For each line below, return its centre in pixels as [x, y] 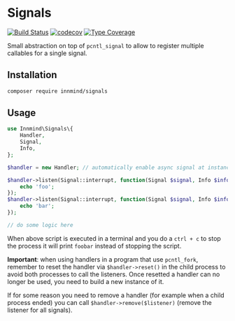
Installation [32, 75]
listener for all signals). [40, 310]
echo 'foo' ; [37, 186]
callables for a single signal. [47, 53]
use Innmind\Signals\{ [40, 129]
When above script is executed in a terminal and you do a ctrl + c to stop [114, 238]
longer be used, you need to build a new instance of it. [86, 281]
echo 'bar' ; [37, 206]
